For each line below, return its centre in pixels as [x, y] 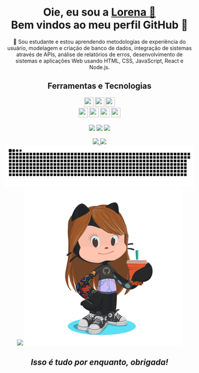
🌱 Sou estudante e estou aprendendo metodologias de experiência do [99, 41]
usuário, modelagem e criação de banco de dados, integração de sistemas [99, 48]
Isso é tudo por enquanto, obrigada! [99, 362]
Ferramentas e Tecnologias [99, 86]
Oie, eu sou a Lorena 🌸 [99, 12]
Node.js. [99, 67]
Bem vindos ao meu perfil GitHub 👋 [99, 25]
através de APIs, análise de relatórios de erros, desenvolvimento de [99, 54]
